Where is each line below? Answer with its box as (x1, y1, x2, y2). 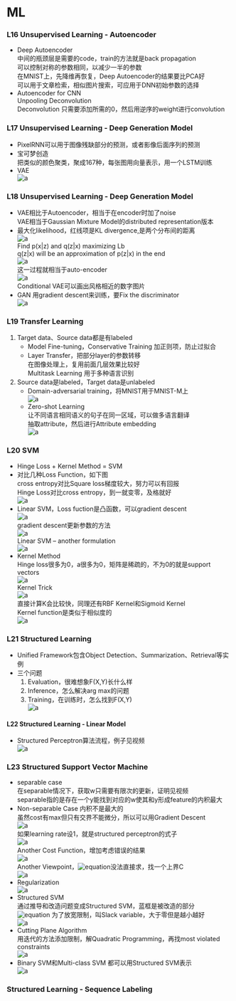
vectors (16, 568, 40, 576)
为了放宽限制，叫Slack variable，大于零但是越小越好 (51, 911, 205, 919)
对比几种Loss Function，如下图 (16, 470, 108, 479)
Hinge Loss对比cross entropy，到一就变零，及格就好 (16, 488, 172, 497)
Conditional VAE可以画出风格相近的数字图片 (16, 282, 146, 290)
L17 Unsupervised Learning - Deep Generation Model (6, 123, 193, 133)
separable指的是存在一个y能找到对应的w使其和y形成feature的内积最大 (16, 795, 223, 804)
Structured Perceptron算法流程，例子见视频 (16, 736, 145, 745)
